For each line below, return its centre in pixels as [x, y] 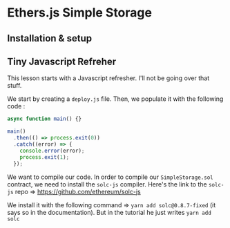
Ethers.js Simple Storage [79, 13]
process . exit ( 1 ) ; [45, 157]
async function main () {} [44, 119]
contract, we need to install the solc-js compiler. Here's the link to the [107, 184]
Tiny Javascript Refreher [62, 61]
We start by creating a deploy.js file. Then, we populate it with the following [115, 99]
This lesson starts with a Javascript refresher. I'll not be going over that [108, 78]
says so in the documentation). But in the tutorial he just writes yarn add [109, 212]
